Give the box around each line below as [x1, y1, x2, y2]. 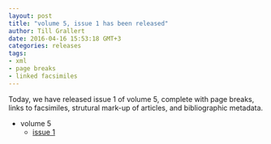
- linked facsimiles [8, 72, 79, 80]
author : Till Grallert [8, 27, 85, 35]
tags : [8, 49, 27, 57]
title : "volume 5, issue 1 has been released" [8, 19, 169, 28]
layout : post [8, 11, 53, 20]
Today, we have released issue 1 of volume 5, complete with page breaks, [8, 94, 255, 104]
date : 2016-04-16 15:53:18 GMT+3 [8, 34, 122, 43]
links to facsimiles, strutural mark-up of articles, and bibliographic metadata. [8, 103, 264, 112]
